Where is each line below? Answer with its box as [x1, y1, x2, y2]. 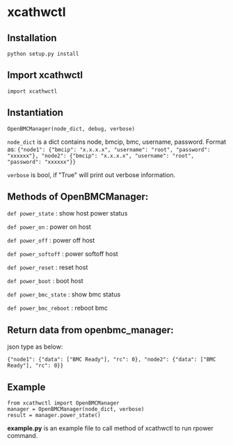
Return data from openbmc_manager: [7, 324, 174, 335]
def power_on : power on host [7, 222, 92, 231]
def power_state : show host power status [7, 209, 128, 218]
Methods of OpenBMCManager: [7, 191, 149, 203]
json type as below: [7, 342, 63, 351]
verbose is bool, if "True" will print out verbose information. [7, 170, 176, 179]
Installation [7, 32, 57, 44]
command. [7, 432, 38, 440]
